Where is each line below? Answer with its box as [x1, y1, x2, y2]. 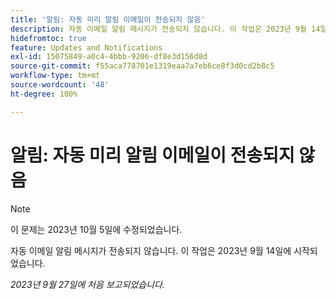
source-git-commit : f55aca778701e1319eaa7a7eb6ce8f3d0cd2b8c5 [10, 61, 275, 71]
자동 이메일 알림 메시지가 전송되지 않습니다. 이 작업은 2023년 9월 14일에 [10, 244, 292, 256]
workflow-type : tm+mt [10, 71, 101, 81]
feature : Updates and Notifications [10, 42, 163, 53]
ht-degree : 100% [10, 89, 78, 99]
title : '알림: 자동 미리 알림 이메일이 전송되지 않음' [10, 14, 206, 25]
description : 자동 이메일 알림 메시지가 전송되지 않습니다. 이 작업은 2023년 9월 [10, 24, 307, 34]
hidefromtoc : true [10, 33, 87, 43]
